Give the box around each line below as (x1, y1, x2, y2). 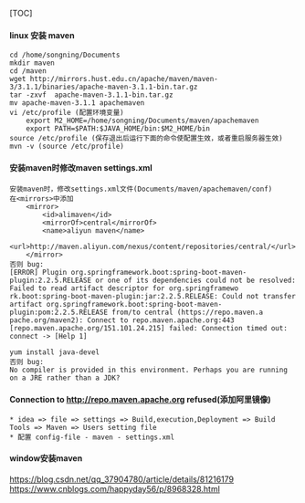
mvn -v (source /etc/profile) (9, 141, 125, 152)
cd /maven (9, 67, 47, 76)
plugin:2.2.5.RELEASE (9, 276, 92, 286)
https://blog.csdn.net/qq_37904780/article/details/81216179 (9, 474, 235, 485)
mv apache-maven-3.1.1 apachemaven (9, 99, 145, 108)
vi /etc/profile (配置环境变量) (9, 109, 125, 118)
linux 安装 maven (9, 29, 75, 40)
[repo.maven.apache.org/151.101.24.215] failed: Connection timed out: (9, 324, 288, 333)
